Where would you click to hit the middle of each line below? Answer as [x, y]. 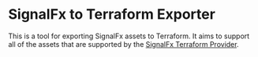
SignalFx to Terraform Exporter [112, 14]
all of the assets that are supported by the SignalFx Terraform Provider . [123, 44]
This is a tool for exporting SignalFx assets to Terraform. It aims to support [129, 36]
